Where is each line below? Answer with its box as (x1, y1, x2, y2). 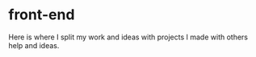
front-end (8, 6, 75, 24)
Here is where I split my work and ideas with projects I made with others (8, 32, 249, 42)
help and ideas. (8, 40, 60, 50)
